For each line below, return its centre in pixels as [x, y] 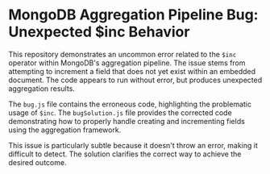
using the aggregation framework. [65, 130]
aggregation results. [42, 88]
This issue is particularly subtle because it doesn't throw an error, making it [133, 145]
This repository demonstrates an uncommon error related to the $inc [123, 54]
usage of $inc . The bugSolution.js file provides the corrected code [120, 112]
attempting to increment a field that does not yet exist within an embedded [132, 71]
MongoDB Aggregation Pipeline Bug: [133, 15]
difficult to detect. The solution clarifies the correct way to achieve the [125, 154]
